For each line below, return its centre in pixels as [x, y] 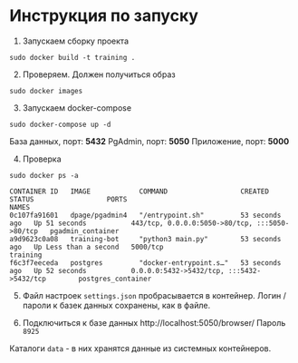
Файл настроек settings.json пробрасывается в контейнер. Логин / [154, 295]
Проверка [42, 159]
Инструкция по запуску [104, 16]
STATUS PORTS [68, 199]
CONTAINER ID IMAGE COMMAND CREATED [139, 191]
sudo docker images [46, 91]
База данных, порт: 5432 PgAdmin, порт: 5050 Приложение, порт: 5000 [149, 141]
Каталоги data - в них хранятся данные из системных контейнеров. [140, 348]
